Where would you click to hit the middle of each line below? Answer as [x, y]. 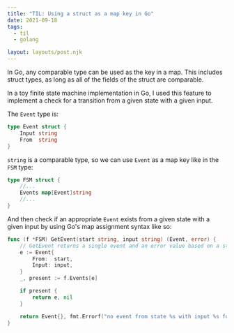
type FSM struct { [34, 180]
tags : [15, 27]
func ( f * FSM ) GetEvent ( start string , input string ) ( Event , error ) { [112, 239]
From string [39, 140]
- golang [26, 40]
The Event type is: [33, 114]
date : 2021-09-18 [32, 20]
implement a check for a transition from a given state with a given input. [110, 101]
